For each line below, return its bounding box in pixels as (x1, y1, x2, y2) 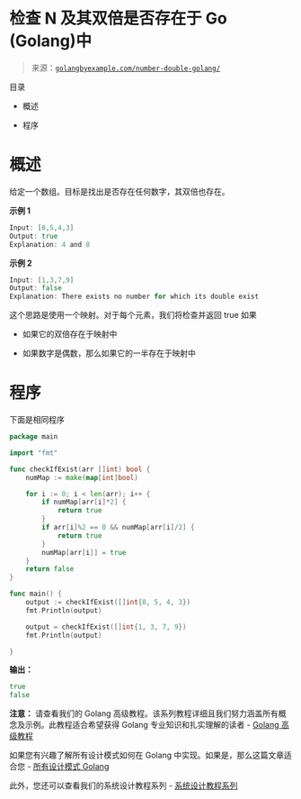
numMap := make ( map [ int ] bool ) (25, 473, 139, 482)
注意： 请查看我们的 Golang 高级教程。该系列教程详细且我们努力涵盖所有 (9, 708, 279, 719)
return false (25, 565, 75, 574)
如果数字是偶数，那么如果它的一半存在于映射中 (22, 348, 196, 359)
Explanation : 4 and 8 (9, 240, 91, 249)
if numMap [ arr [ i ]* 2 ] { (41, 497, 127, 507)
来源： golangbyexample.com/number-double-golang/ (31, 62, 221, 73)
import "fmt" (9, 448, 58, 458)
